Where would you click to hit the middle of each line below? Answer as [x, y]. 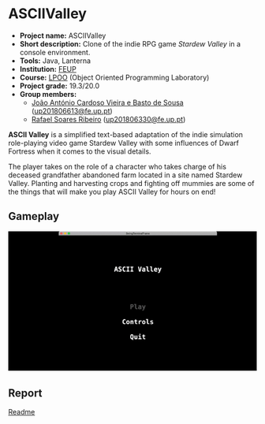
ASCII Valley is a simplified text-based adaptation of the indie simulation [125, 134]
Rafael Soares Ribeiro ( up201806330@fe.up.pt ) [108, 119]
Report [25, 393]
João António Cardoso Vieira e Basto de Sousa [107, 102]
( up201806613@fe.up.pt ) [72, 110]
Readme [22, 411]
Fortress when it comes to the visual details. [80, 151]
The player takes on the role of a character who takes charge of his [118, 166]
